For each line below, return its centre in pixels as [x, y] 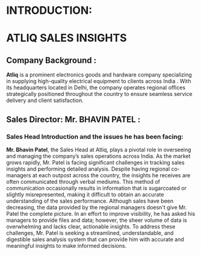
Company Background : [51, 60]
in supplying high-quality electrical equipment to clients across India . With [99, 81]
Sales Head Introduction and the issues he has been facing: [95, 136]
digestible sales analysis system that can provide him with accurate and [95, 239]
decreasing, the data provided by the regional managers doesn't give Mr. [97, 207]
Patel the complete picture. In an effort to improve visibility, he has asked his [101, 213]
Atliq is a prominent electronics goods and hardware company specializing [99, 75]
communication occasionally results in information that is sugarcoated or [96, 188]
